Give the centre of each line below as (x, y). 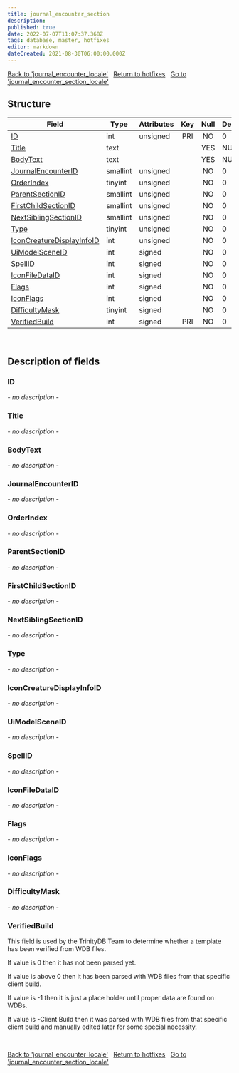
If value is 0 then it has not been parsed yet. (72, 962)
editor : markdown (33, 47)
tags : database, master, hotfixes (59, 41)
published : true (31, 27)
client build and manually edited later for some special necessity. (102, 1027)
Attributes (156, 124)
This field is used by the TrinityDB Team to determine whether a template (115, 941)
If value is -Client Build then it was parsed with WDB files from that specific (117, 1020)
